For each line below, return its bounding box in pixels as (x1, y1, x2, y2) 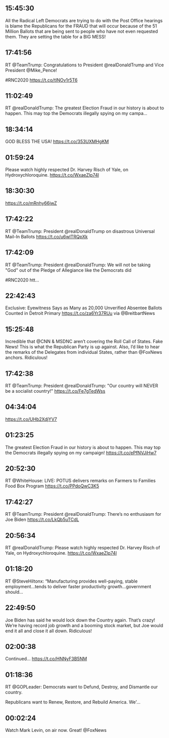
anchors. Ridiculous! (5, 354, 48, 361)
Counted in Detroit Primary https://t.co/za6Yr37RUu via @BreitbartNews (5, 310, 155, 316)
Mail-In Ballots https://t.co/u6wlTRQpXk (5, 233, 88, 239)
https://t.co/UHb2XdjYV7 (5, 416, 57, 422)
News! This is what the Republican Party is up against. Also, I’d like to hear (5, 344, 160, 350)
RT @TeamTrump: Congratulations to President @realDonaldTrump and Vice (5, 62, 164, 68)
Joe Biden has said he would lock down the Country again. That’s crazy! (5, 617, 155, 623)
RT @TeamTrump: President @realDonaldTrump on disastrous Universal (5, 228, 155, 234)
